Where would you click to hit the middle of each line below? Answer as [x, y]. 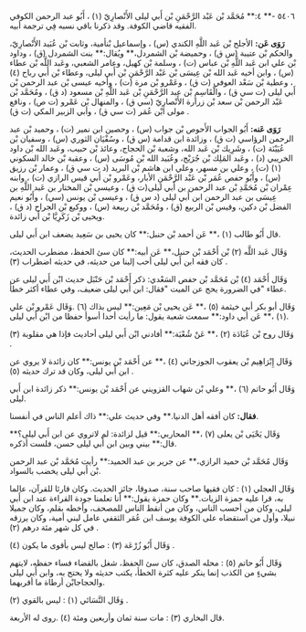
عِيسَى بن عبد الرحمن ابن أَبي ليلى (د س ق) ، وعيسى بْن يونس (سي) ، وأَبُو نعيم [143, 197]
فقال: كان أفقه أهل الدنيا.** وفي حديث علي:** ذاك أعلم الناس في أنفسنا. [134, 416]
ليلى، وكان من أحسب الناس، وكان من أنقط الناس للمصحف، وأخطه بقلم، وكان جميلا [151, 508]
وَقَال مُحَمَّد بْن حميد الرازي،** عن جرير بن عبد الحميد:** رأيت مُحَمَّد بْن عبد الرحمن [149, 461]
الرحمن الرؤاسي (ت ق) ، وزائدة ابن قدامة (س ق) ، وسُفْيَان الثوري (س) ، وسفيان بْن [152, 138]
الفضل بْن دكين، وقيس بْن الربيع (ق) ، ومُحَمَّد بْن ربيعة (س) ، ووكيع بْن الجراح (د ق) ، [151, 206]
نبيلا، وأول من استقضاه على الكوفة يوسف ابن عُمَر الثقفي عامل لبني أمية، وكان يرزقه [153, 517]
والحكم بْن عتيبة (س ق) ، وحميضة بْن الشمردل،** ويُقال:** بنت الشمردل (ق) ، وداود [151, 53]
